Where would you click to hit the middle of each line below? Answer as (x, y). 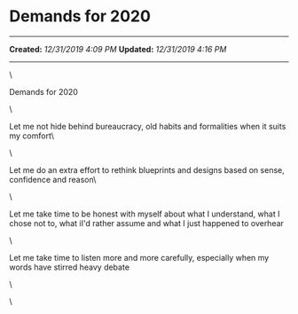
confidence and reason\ (53, 179)
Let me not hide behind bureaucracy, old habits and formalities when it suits (148, 126)
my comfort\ (32, 136)
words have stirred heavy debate (70, 267)
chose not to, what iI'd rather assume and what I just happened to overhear (146, 223)
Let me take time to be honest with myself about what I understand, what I (145, 214)
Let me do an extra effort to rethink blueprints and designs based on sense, (147, 169)
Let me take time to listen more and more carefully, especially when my (139, 257)
